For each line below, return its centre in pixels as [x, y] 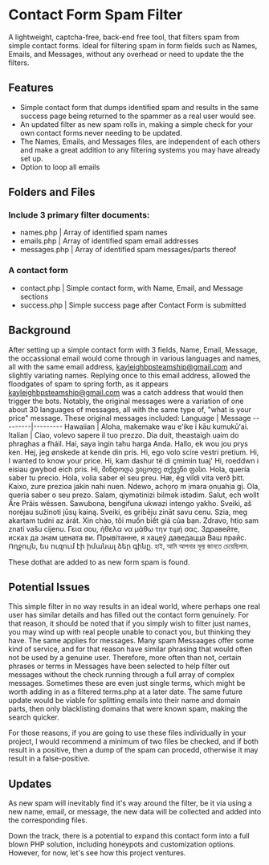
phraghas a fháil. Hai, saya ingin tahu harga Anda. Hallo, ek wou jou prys [128, 443]
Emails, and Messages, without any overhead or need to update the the [126, 54]
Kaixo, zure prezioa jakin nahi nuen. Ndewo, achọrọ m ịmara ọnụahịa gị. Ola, [134, 486]
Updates [30, 783]
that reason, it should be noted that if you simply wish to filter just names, [130, 623]
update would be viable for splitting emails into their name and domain [124, 700]
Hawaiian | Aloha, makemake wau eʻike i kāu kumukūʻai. [156, 426]
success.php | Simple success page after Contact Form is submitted [133, 305]
